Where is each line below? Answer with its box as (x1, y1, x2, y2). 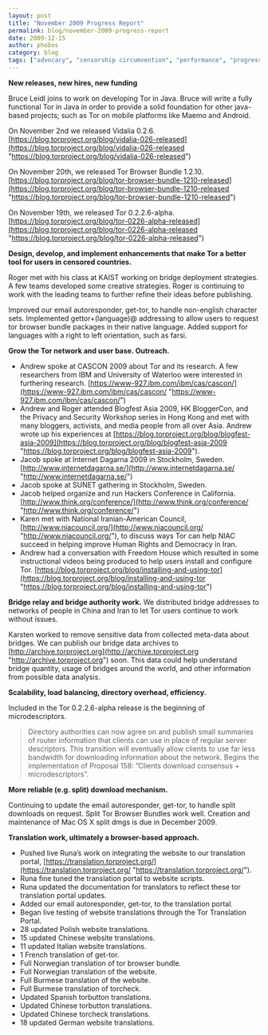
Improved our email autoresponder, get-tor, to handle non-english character (8, 305, 258, 314)
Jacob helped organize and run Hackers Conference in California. (19, 488, 236, 498)
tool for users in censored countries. (8, 257, 132, 267)
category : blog (8, 49, 59, 57)
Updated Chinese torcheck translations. (19, 1009, 151, 1018)
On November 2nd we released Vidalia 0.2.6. (8, 125, 156, 136)
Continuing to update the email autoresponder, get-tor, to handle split (8, 800, 236, 810)
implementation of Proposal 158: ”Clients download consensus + (27, 760, 240, 770)
